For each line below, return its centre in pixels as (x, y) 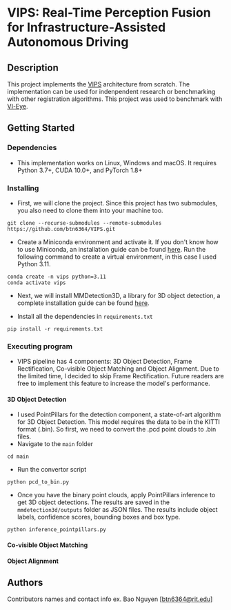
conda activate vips (37, 283)
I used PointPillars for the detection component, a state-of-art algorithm (119, 415)
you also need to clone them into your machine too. (90, 210)
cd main (18, 457)
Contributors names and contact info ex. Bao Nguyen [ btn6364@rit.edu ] (110, 599)
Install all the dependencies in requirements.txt (85, 316)
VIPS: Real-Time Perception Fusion (109, 13)
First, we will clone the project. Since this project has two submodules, (117, 203)
